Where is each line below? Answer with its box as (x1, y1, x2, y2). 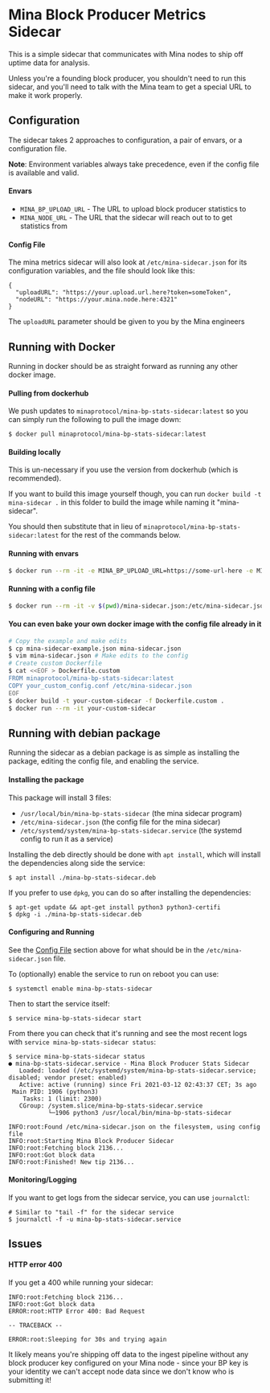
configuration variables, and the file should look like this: (8, 266, 195, 276)
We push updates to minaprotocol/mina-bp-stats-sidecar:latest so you (8, 406, 249, 416)
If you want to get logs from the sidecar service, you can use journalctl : (8, 1192, 250, 1202)
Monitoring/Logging (8, 1175, 77, 1185)
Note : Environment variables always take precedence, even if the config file (8, 159, 260, 169)
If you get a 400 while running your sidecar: (8, 1277, 153, 1287)
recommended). (8, 473, 62, 483)
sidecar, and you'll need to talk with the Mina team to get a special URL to (8, 82, 252, 92)
